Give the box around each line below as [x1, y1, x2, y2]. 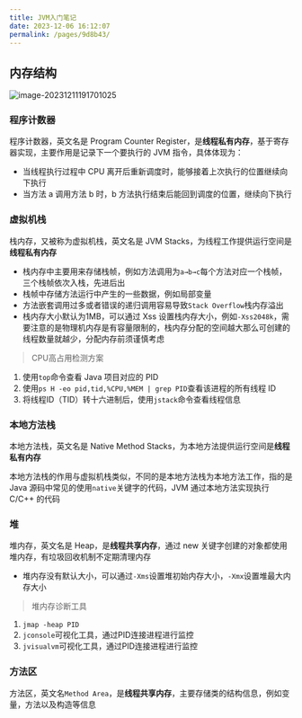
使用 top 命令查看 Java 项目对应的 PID [22, 371, 159, 382]
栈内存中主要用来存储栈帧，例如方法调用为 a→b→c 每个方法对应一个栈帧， [22, 266, 288, 277]
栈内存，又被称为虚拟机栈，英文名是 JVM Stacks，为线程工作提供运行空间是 [9, 235, 292, 246]
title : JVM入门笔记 [9, 13, 77, 22]
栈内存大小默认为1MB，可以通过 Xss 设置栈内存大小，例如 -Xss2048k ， [22, 311, 281, 322]
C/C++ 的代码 [9, 493, 60, 504]
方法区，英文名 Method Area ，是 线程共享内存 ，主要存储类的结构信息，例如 [9, 687, 282, 698]
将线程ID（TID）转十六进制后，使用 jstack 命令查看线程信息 [22, 394, 241, 404]
